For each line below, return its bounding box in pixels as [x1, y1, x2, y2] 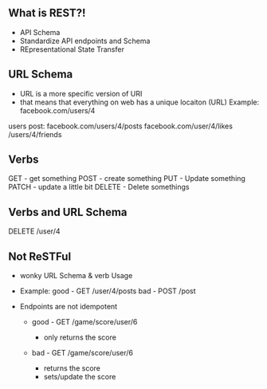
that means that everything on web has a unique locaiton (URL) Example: [19, 97, 260, 107]
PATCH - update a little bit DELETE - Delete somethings [8, 183, 190, 192]
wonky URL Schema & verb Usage [19, 271, 133, 281]
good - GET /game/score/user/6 [31, 317, 138, 327]
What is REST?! [8, 6, 86, 20]
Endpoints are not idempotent [19, 302, 118, 312]
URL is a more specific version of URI [19, 88, 143, 98]
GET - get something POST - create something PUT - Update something [8, 174, 245, 183]
